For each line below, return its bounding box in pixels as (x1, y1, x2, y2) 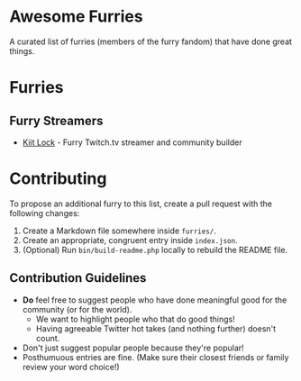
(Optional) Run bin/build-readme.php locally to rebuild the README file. (22, 244, 288, 255)
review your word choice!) (22, 361, 120, 372)
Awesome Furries (9, 6, 143, 27)
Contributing (9, 168, 107, 189)
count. (35, 332, 60, 343)
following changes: (9, 207, 80, 218)
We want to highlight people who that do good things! (35, 313, 236, 324)
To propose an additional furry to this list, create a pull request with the (9, 198, 273, 209)
